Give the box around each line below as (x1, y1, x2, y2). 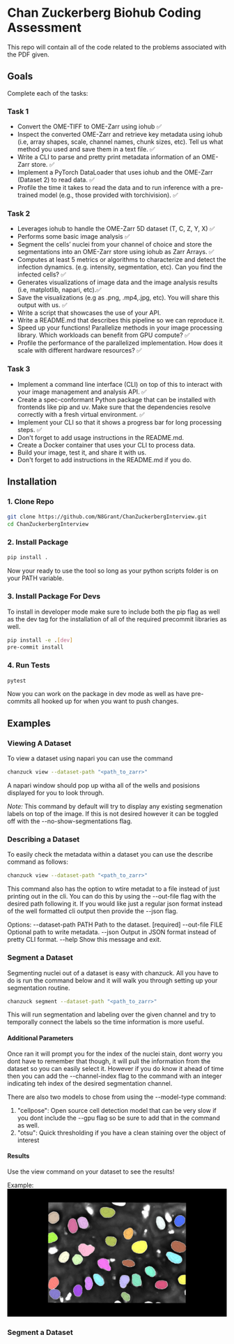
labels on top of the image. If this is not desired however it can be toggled (7, 810, 219, 818)
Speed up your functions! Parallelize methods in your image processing (17, 323, 223, 332)
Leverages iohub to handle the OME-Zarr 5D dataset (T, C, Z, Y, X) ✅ (17, 225, 215, 233)
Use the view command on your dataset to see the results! (7, 1167, 175, 1176)
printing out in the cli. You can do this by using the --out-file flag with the (7, 892, 217, 901)
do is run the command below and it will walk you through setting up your (7, 976, 218, 984)
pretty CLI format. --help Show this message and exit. (7, 936, 162, 944)
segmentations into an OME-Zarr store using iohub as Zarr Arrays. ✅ (17, 248, 214, 256)
